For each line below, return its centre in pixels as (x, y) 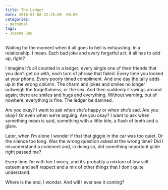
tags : (11, 29)
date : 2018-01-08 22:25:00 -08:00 (42, 15)
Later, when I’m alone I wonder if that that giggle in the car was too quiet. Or (84, 136)
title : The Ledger (24, 10)
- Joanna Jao (19, 33)
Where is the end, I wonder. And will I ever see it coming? (65, 182)
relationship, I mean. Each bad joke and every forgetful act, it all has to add (83, 53)
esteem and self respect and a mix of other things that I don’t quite (74, 167)
